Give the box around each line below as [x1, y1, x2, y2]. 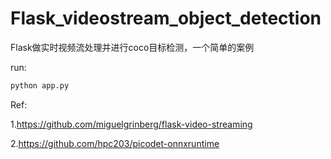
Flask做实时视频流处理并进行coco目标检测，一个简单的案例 [10, 41, 255, 53]
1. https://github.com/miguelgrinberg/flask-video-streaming [10, 118, 253, 130]
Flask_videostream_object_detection [10, 7, 322, 30]
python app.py [10, 80, 70, 91]
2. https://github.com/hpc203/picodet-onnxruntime [10, 137, 220, 149]
